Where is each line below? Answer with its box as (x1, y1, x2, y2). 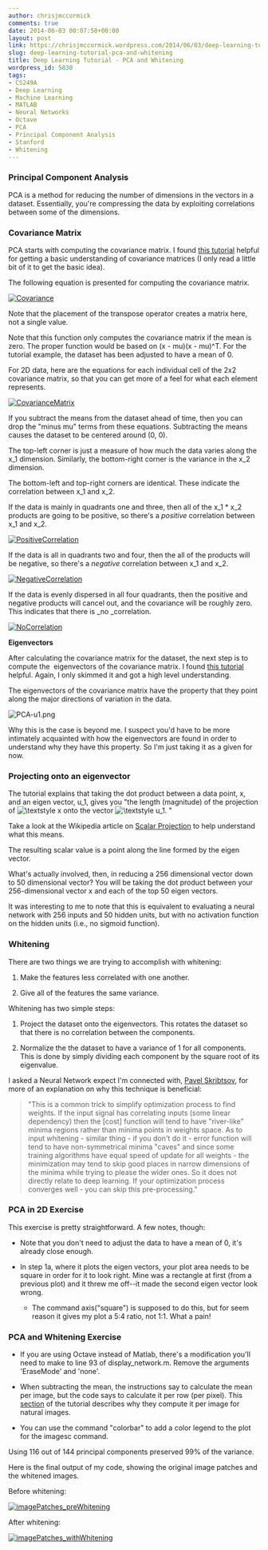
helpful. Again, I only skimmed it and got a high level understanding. (8, 669, 231, 680)
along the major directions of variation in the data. (8, 693, 172, 704)
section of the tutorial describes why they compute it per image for (19, 1399, 240, 1408)
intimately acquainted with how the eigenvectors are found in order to (8, 733, 237, 743)
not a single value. (8, 317, 69, 326)
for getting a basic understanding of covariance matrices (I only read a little (8, 254, 257, 263)
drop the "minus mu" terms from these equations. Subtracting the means (8, 421, 248, 431)
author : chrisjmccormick (8, 11, 91, 20)
